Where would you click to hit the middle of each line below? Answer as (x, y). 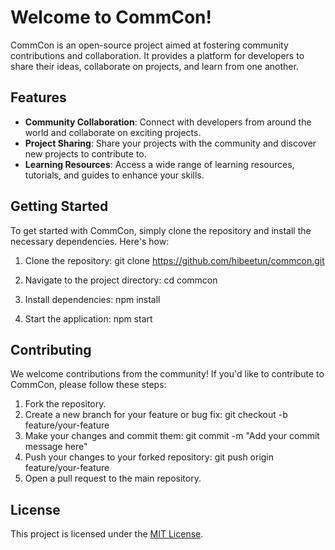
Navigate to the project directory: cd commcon (121, 280)
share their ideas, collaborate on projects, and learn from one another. (154, 66)
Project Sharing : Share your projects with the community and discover (170, 143)
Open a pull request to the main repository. (113, 478)
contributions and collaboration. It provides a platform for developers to (157, 55)
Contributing (51, 349)
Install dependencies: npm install (92, 299)
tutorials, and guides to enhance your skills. (114, 175)
